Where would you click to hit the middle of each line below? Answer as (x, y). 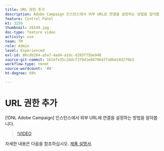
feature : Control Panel (29, 19)
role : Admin (17, 46)
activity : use (20, 37)
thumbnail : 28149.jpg (27, 28)
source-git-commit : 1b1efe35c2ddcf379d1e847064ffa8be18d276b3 (70, 60)
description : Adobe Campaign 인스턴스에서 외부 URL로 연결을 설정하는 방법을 (76, 14)
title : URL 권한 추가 (25, 10)
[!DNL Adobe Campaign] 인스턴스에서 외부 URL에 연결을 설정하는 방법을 (75, 117)
